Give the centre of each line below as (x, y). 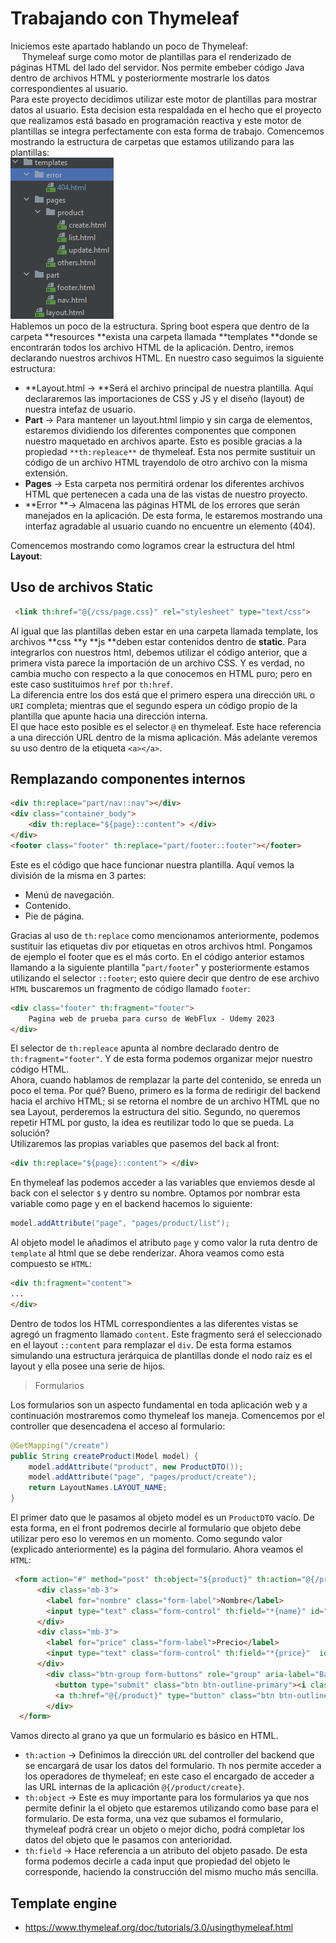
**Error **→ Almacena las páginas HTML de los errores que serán (162, 504)
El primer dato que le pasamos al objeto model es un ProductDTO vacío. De (162, 1518)
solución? (30, 1133)
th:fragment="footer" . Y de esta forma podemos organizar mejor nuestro (161, 1059)
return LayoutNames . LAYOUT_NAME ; (98, 1488)
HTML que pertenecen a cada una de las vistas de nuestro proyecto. (166, 494)
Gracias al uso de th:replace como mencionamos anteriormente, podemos (165, 935)
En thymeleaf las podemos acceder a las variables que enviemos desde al (163, 1183)
